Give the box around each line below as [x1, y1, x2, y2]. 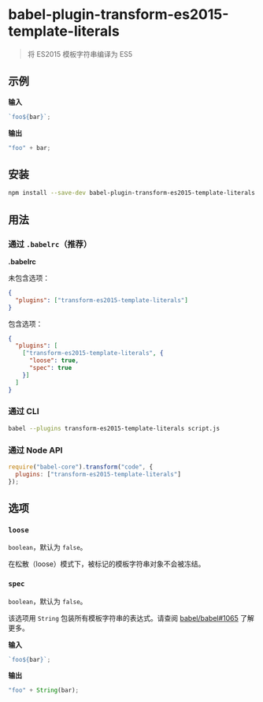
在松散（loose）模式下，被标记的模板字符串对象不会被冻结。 [8, 559, 206, 569]
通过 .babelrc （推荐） [8, 238, 92, 249]
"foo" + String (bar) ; [8, 686, 80, 695]
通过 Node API [8, 444, 63, 455]
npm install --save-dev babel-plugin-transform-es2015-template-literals [8, 189, 256, 197]
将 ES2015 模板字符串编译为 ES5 [27, 49, 133, 58]
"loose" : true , [28, 357, 80, 364]
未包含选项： [8, 273, 50, 282]
